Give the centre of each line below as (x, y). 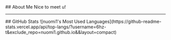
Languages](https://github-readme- (124, 22)
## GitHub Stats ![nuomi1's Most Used (45, 22)
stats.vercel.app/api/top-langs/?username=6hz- (56, 27)
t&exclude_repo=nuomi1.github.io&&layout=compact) (61, 32)
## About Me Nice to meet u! (36, 7)
